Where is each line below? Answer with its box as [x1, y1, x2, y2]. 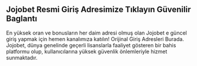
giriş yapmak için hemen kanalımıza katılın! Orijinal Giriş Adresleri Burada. [6, 35, 185, 43]
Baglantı [6, 14, 37, 24]
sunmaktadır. [6, 54, 38, 61]
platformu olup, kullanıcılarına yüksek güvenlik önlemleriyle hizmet [6, 48, 168, 55]
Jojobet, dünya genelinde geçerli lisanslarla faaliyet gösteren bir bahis [6, 41, 176, 48]
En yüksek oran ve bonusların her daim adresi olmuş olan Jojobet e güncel [6, 29, 187, 36]
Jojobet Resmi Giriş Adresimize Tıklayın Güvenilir [6, 5, 191, 15]
